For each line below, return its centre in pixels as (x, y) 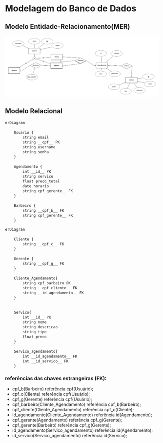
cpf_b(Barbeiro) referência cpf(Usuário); (53, 389)
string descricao (40, 327)
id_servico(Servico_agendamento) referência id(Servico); (70, 436)
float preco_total (41, 181)
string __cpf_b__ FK (43, 211)
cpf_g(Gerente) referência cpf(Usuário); (52, 399)
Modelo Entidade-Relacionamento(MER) (68, 27)
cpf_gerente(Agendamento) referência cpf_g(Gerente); (67, 420)
